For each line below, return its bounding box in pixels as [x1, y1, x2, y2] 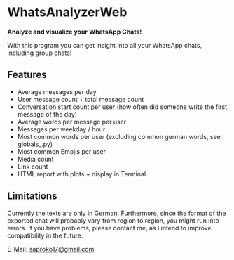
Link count [17, 162, 48, 171]
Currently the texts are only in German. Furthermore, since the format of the [7, 209, 226, 217]
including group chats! [7, 48, 72, 57]
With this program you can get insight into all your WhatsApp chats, [7, 41, 202, 49]
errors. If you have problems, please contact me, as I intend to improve [7, 223, 212, 232]
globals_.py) [17, 140, 53, 148]
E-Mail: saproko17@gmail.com [7, 245, 95, 253]
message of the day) [17, 110, 78, 118]
